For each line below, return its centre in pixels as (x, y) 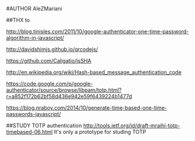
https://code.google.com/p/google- (49, 84)
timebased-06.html (30, 132)
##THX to (18, 20)
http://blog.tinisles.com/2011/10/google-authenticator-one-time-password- (97, 31)
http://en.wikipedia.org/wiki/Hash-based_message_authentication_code (94, 72)
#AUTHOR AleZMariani (34, 9)
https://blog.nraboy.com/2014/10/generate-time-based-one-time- (87, 108)
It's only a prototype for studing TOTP (100, 132)
